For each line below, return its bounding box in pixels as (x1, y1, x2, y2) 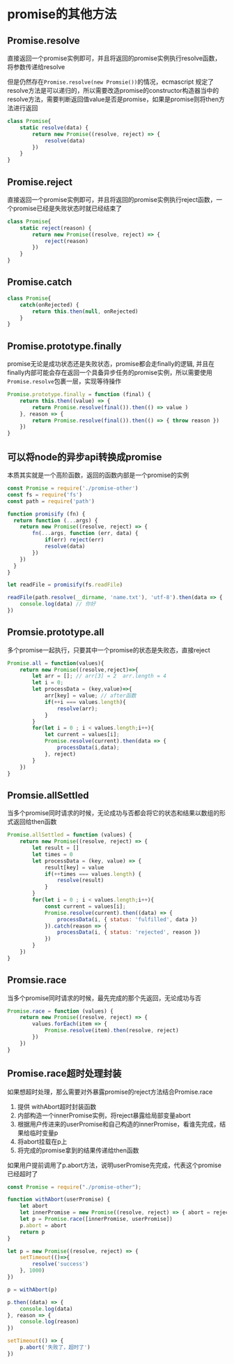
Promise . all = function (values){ (7, 659, 104, 667)
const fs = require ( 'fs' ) (7, 491, 82, 498)
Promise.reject (7, 176, 73, 188)
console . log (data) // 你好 (19, 601, 96, 608)
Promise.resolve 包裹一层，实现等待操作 (7, 377, 122, 386)
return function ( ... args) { (13, 517, 98, 524)
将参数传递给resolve (7, 63, 65, 71)
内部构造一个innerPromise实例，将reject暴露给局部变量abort (17, 1111, 192, 1120)
